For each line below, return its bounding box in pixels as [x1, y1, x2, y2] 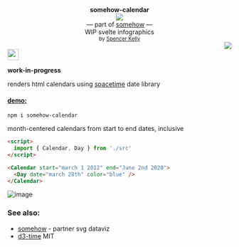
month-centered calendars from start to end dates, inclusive [7, 125, 184, 133]
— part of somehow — [86, 20, 153, 28]
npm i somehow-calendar [7, 112, 78, 119]
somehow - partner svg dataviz [17, 224, 110, 233]
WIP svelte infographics [85, 28, 154, 36]
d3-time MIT [17, 231, 55, 240]
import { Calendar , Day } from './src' [14, 144, 132, 152]
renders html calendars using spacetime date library [7, 80, 161, 88]
